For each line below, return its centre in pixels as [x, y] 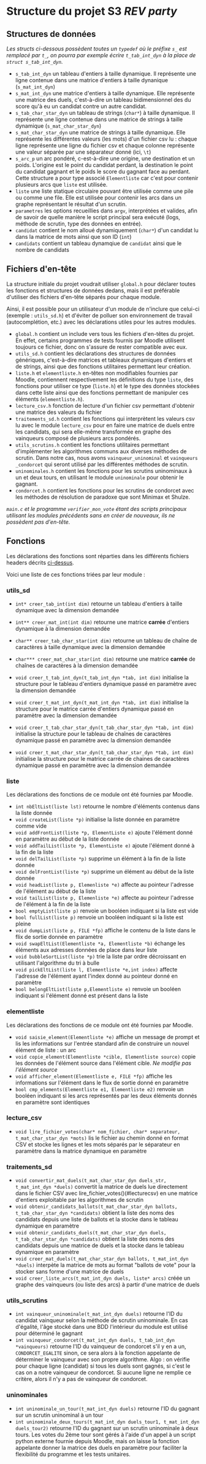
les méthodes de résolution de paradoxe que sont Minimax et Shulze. [103, 497]
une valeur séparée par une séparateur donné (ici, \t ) [83, 152]
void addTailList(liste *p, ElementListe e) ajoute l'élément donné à [105, 846]
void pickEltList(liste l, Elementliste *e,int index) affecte [96, 970]
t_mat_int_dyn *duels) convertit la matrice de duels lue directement [101, 1187]
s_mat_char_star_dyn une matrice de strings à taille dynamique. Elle [100, 132]
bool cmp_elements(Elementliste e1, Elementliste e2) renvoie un [99, 1089]
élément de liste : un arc [46, 1050]
